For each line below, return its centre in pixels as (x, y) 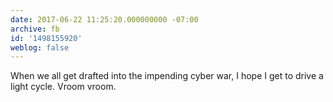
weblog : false (40, 47)
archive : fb (35, 29)
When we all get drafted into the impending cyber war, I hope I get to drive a (167, 76)
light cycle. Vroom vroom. (63, 87)
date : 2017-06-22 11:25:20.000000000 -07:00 (104, 19)
